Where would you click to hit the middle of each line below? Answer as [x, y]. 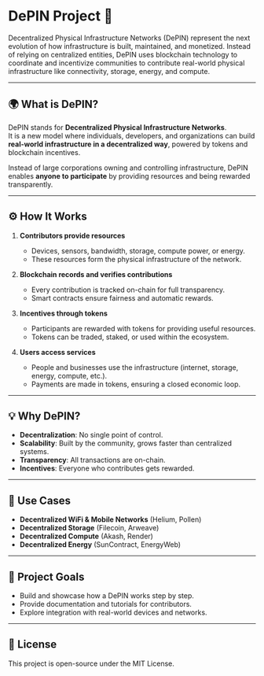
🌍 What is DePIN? [53, 104]
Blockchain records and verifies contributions [96, 274]
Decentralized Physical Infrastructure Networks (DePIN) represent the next [129, 38]
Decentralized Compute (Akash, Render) [86, 536]
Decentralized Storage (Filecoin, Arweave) [89, 528]
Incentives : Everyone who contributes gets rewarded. [107, 468]
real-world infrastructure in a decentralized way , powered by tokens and [128, 144]
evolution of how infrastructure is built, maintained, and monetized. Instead [130, 46]
